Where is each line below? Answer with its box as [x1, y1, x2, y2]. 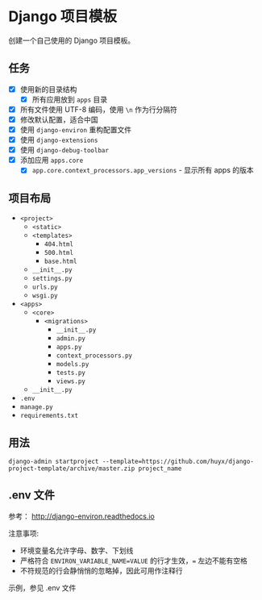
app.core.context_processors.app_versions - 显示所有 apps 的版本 [31, 165, 254, 175]
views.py [56, 377, 86, 385]
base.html [44, 257, 77, 266]
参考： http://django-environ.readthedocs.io [8, 511, 155, 521]
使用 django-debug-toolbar [19, 145, 109, 155]
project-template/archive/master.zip [8, 465, 135, 473]
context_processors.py [56, 352, 133, 360]
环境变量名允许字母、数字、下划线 [19, 545, 134, 555]
